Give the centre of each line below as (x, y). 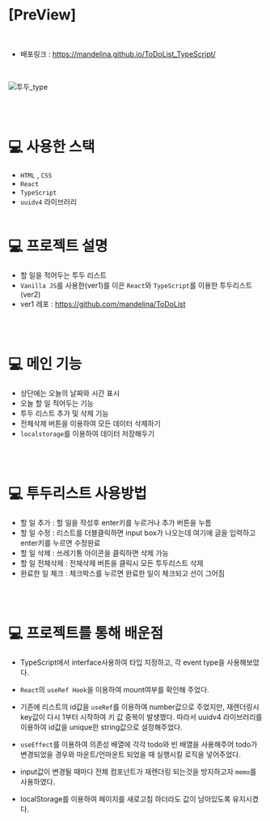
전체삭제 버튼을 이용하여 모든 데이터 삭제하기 (91, 423)
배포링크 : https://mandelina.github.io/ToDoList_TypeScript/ (118, 53)
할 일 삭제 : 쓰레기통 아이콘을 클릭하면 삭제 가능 (94, 553)
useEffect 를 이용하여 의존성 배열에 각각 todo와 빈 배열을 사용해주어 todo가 (139, 744)
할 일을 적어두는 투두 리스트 (63, 275)
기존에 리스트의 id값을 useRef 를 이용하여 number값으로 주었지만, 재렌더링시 (140, 707)
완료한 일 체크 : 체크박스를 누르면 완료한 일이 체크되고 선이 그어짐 (122, 573)
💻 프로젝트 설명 (58, 247)
